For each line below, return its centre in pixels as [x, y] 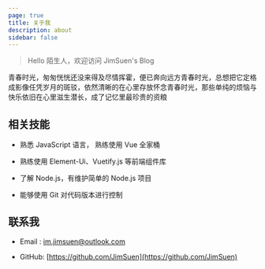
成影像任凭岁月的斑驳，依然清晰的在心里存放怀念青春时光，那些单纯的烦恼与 [132, 87]
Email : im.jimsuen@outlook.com [73, 241]
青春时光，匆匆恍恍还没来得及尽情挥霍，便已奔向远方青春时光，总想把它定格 [132, 77]
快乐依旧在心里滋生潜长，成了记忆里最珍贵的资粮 [88, 97]
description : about [40, 30]
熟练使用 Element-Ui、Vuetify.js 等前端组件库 [93, 161]
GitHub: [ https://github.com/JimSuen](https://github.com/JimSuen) [129, 256]
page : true [26, 15]
